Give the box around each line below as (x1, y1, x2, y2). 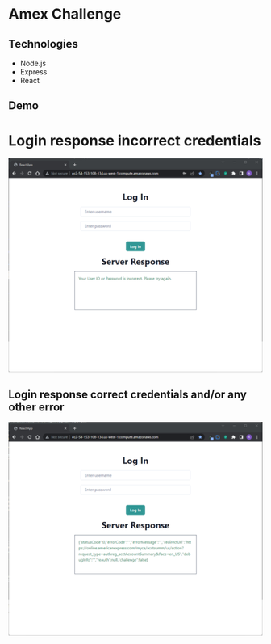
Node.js (19, 58, 47, 68)
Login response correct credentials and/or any (8, 388, 248, 402)
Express (19, 67, 48, 77)
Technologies (8, 37, 79, 51)
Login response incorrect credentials (8, 131, 261, 149)
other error (8, 401, 65, 415)
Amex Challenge (8, 5, 122, 23)
